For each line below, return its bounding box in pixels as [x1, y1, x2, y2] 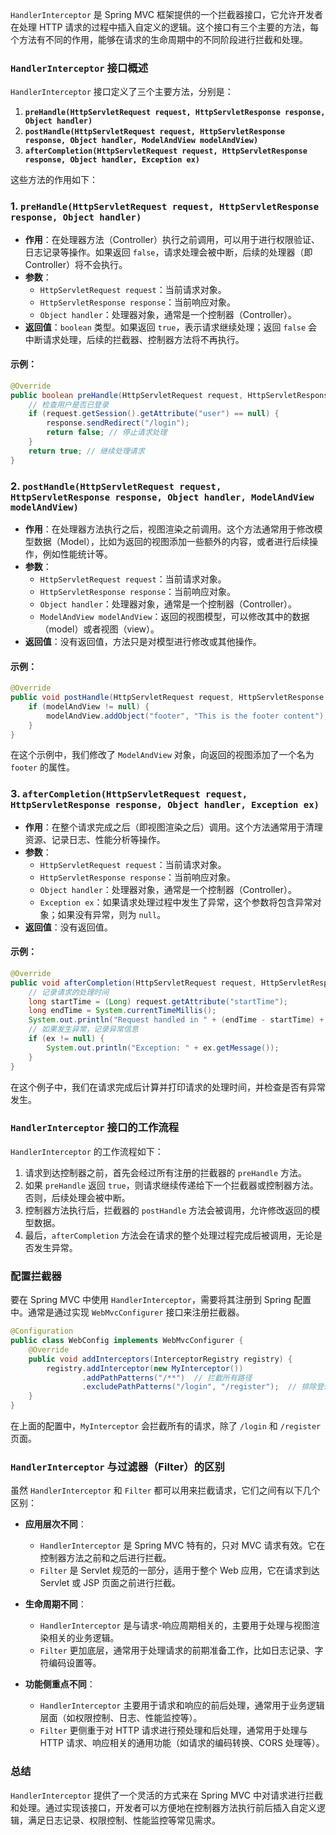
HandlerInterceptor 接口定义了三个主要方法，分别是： [10, 86, 234, 98]
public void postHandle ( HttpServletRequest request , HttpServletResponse [10, 693, 325, 703]
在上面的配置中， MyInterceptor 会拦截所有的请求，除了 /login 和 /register [10, 1420, 322, 1432]
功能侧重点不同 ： [24, 1678, 96, 1690]
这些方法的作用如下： [10, 174, 98, 186]
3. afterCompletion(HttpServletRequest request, [10, 787, 248, 801]
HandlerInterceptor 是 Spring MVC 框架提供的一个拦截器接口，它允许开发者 [10, 9, 323, 20]
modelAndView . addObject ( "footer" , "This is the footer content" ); [46, 711, 329, 721]
